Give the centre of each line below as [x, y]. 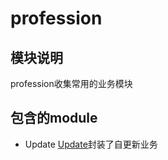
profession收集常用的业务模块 [71, 83]
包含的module [54, 118]
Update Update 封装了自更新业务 [91, 144]
